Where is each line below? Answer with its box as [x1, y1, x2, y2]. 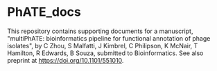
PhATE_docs [7, 4, 81, 20]
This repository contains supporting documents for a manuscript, [7, 27, 193, 35]
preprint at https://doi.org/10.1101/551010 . [7, 56, 124, 64]
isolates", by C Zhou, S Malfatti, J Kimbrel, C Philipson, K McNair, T [7, 41, 198, 50]
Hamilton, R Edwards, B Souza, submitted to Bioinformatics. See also [7, 49, 204, 57]
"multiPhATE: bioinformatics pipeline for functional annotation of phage [7, 34, 211, 42]
